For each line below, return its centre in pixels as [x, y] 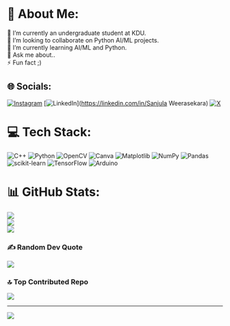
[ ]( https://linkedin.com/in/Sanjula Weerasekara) [126, 103]
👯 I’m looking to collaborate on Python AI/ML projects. [83, 40]
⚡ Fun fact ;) [24, 62]
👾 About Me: [43, 14]
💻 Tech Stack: [49, 132]
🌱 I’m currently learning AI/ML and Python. [67, 47]
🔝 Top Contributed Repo [48, 281]
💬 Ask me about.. [31, 55]
